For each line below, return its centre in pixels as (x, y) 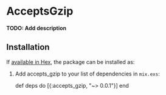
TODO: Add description (36, 28)
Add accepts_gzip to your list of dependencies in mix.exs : (87, 74)
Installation (28, 47)
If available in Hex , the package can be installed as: (71, 62)
